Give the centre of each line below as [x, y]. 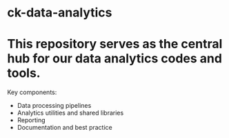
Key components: [32, 92]
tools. [24, 73]
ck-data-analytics [60, 13]
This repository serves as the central [115, 44]
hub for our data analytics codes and [115, 59]
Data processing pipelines [54, 106]
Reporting [31, 120]
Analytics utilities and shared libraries [70, 113]
